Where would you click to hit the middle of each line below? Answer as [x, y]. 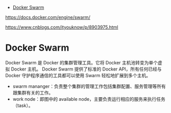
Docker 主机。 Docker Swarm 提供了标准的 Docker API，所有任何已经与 [86, 69]
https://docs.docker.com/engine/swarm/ [48, 17]
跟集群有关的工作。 [33, 93]
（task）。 [23, 105]
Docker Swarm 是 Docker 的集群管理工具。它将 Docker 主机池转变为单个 [82, 62]
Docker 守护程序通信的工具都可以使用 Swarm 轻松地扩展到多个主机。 [78, 75]
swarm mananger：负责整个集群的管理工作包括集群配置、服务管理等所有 [89, 86]
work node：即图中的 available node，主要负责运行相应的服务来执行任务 [89, 99]
